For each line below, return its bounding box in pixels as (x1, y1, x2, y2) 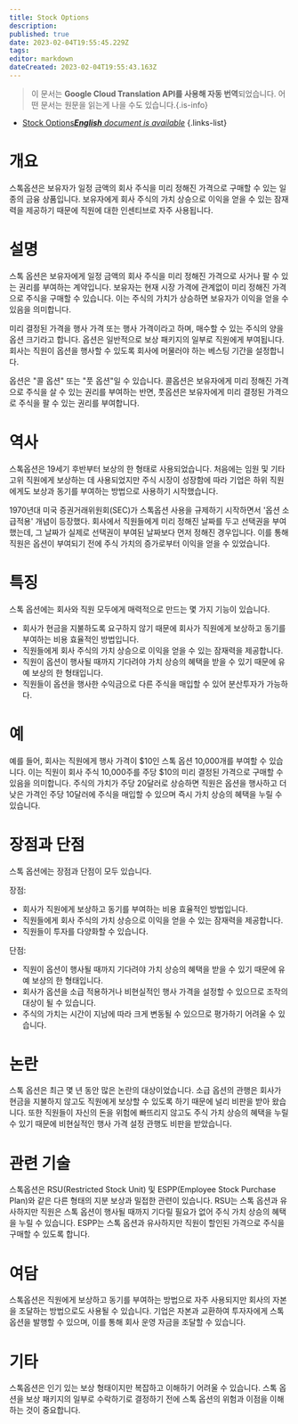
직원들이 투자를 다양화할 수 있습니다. (21, 926, 149, 936)
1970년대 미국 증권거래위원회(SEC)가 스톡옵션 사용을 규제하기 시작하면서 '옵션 (9, 505, 280, 515)
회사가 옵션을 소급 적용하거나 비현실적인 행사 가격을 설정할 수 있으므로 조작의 (21, 986, 289, 997)
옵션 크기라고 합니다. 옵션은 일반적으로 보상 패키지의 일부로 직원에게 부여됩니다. (9, 333, 285, 344)
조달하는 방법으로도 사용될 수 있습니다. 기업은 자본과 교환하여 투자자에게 (18, 1305, 269, 1316)
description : (9, 21, 58, 30)
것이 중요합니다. (25, 1405, 81, 1416)
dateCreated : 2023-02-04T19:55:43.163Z (9, 63, 157, 72)
